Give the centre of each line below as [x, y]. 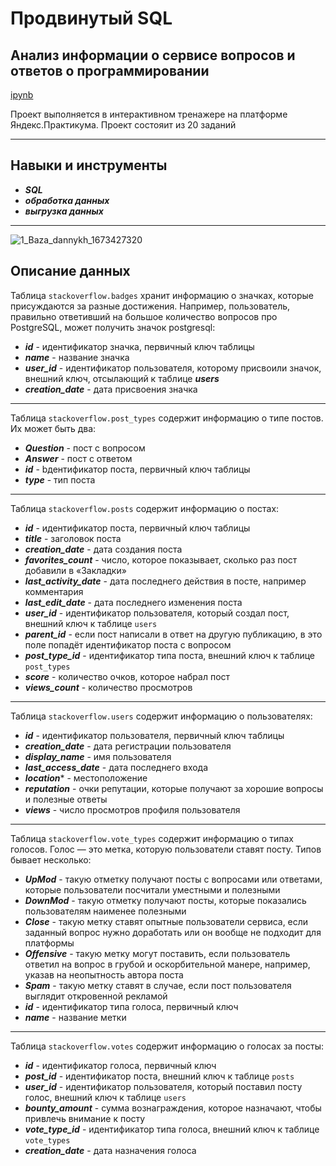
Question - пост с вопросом [85, 448]
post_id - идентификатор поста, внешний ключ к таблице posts [159, 1076]
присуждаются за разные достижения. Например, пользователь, [150, 306]
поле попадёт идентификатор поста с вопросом [128, 644]
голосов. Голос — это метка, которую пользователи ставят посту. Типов [166, 849]
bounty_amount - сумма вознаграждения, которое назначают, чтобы [173, 1108]
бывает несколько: [51, 859]
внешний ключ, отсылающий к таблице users [122, 378]
